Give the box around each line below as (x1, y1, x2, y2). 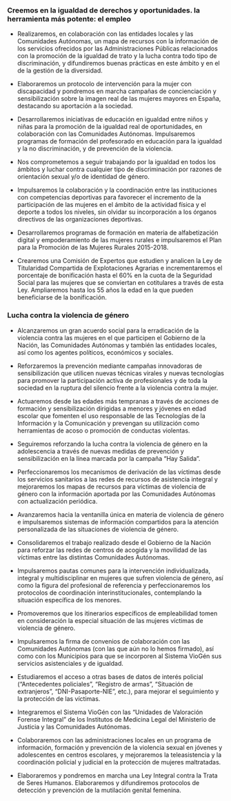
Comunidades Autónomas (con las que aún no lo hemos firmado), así (17, 644, 214, 653)
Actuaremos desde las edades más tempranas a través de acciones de (17, 397, 219, 405)
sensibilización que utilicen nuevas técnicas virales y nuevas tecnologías (17, 368, 224, 377)
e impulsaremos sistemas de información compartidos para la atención (17, 517, 219, 526)
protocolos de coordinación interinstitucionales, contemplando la (17, 589, 202, 597)
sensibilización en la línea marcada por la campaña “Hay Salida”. (17, 454, 201, 462)
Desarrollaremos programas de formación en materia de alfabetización (17, 228, 219, 237)
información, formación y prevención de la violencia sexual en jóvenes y (17, 743, 223, 751)
